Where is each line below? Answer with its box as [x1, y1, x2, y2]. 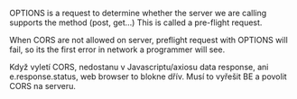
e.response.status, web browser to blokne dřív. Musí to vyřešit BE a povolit [9, 71, 287, 82]
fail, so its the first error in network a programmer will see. [9, 44, 226, 55]
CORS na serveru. [9, 81, 77, 91]
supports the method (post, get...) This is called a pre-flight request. [9, 17, 263, 28]
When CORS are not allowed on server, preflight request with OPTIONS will [9, 35, 289, 45]
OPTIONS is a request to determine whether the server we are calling [9, 8, 267, 18]
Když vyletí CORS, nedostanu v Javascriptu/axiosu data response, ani [9, 62, 269, 72]
